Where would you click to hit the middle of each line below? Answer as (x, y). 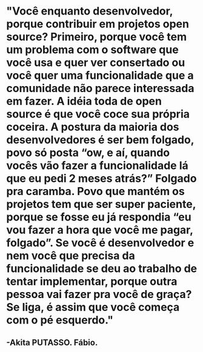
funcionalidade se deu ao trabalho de (102, 269)
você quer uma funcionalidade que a (100, 75)
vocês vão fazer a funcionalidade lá (98, 166)
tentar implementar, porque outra (92, 281)
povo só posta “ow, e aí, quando (88, 153)
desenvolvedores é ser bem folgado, (100, 140)
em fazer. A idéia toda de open (84, 101)
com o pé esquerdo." (60, 320)
